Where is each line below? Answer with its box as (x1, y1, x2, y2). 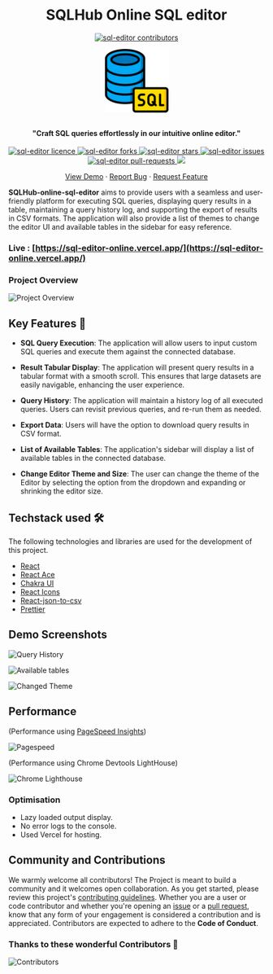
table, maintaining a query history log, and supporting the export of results (8, 205, 258, 215)
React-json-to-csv (19, 595, 82, 605)
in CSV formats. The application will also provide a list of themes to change (8, 213, 260, 223)
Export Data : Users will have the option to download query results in (19, 420, 249, 430)
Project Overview (8, 274, 79, 286)
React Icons (19, 586, 61, 596)
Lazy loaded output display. (19, 812, 114, 822)
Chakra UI (19, 578, 54, 588)
